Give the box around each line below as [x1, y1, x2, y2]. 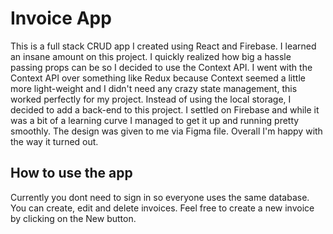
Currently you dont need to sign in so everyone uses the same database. [10, 191, 310, 203]
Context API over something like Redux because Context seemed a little [10, 72, 306, 84]
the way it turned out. [10, 135, 99, 147]
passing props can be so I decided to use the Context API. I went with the [10, 61, 313, 73]
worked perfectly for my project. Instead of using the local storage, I [10, 93, 292, 105]
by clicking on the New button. [10, 212, 137, 224]
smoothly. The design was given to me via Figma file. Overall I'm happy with [10, 125, 323, 137]
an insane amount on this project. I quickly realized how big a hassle [10, 50, 292, 62]
